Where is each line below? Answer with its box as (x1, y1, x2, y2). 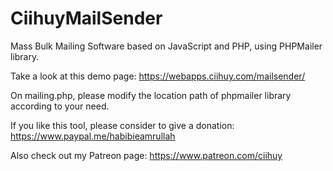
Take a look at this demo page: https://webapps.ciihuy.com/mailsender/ (10, 70, 306, 82)
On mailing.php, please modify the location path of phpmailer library (10, 89, 292, 101)
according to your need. (10, 100, 110, 112)
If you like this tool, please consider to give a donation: (10, 119, 235, 131)
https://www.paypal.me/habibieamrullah (10, 130, 176, 142)
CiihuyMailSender (10, 7, 163, 30)
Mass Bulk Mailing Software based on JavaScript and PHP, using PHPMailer (10, 40, 323, 52)
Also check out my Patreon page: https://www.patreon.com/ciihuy (10, 149, 283, 161)
